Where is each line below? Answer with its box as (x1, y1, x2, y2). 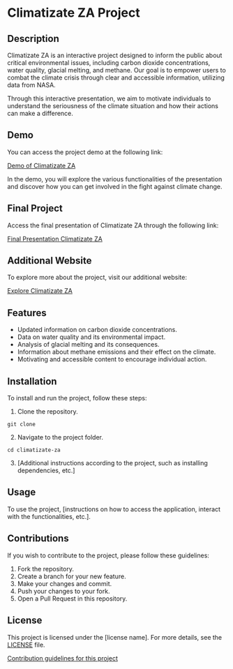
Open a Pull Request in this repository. (17, 594, 128, 603)
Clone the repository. (17, 407, 78, 416)
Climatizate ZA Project (7, 5, 141, 21)
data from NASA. (7, 81, 56, 89)
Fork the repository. (17, 564, 75, 573)
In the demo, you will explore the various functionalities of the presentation (7, 174, 223, 183)
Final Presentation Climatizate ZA (7, 234, 103, 243)
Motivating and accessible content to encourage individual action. (17, 355, 207, 363)
